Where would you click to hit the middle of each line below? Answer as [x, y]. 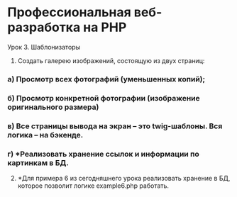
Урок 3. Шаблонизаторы [44, 47]
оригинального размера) [53, 107]
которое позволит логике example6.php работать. [93, 186]
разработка [44, 27]
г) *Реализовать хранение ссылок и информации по [104, 154]
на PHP [105, 27]
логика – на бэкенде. [45, 135]
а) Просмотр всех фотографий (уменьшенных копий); [106, 79]
